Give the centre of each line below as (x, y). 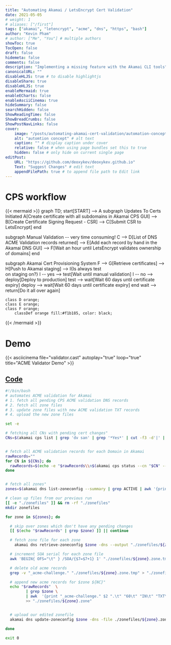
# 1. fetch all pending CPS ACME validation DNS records (67, 400)
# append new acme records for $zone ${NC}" (58, 582)
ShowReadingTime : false (31, 115)
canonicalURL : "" (24, 72)
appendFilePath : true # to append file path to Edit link (77, 172)
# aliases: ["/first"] (29, 24)
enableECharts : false (28, 96)
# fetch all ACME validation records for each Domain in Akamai (75, 451)
